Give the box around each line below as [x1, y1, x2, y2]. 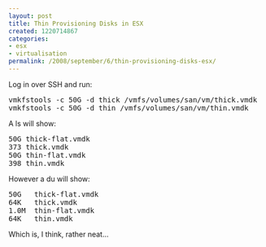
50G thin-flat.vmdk [8, 150, 86, 159]
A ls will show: [8, 119, 57, 128]
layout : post [8, 11, 53, 20]
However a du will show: [8, 174, 91, 184]
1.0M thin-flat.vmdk [8, 206, 95, 215]
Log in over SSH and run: [8, 79, 93, 89]
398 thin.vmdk [8, 158, 65, 167]
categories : [8, 34, 49, 43]
